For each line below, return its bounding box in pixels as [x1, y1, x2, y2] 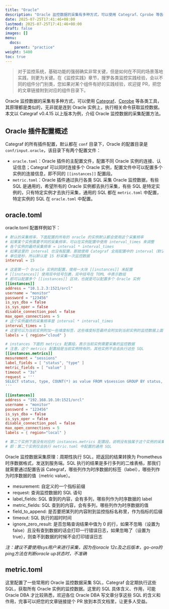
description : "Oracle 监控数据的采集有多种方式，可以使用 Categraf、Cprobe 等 [5, 12, 160, 17]
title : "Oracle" [5, 7, 39, 13]
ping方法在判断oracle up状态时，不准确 [5, 550, 87, 556]
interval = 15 [5, 258, 35, 263]
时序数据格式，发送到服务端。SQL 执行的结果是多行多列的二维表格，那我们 [5, 460, 161, 466]
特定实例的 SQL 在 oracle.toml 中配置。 [12, 196, 96, 202]
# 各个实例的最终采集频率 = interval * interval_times [5, 244, 114, 249]
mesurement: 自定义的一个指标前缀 [12, 483, 86, 489]
